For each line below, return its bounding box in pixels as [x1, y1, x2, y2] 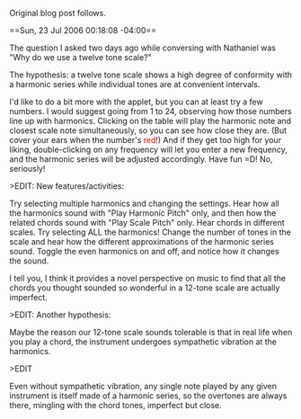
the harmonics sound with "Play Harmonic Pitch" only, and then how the [9, 208, 277, 218]
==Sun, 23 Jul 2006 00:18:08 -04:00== [9, 25, 157, 35]
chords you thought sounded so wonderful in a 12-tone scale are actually [9, 282, 280, 293]
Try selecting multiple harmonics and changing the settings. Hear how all [9, 198, 280, 209]
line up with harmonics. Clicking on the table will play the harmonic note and [9, 116, 292, 126]
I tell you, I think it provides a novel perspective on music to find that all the [9, 273, 286, 283]
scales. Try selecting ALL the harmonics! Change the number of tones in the [9, 227, 292, 237]
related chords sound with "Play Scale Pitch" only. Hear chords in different [9, 218, 285, 227]
